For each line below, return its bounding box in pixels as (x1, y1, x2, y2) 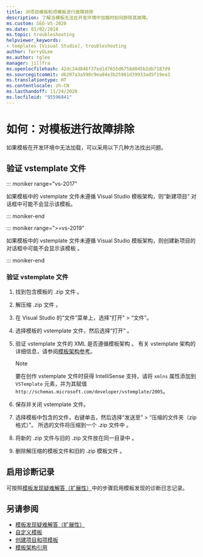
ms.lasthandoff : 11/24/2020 (6, 89, 78, 95)
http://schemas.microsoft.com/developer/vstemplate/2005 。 (15, 387, 169, 395)
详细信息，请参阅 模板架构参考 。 (15, 348, 96, 355)
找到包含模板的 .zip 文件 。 (15, 288, 83, 295)
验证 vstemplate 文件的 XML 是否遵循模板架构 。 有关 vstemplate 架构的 (15, 340, 196, 347)
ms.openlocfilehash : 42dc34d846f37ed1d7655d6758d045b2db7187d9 (6, 65, 171, 72)
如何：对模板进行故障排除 (6, 122, 135, 136)
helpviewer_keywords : (6, 37, 62, 43)
